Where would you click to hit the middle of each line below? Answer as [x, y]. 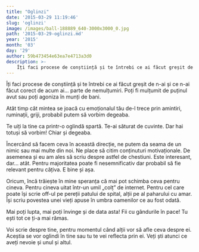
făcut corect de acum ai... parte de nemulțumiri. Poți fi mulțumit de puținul [97, 91]
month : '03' [21, 45]
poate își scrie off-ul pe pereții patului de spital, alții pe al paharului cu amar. [99, 194]
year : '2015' [22, 39]
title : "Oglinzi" [28, 12]
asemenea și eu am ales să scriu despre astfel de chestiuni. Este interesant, [99, 157]
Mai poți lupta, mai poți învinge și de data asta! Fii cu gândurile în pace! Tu [97, 212]
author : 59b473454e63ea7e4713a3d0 [49, 56]
